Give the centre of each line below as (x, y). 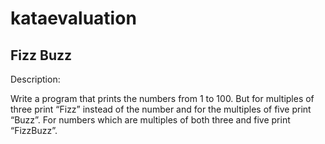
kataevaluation (73, 18)
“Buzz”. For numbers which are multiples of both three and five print (150, 120)
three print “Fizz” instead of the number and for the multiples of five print (161, 109)
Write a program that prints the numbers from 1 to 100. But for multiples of (162, 98)
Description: (35, 79)
